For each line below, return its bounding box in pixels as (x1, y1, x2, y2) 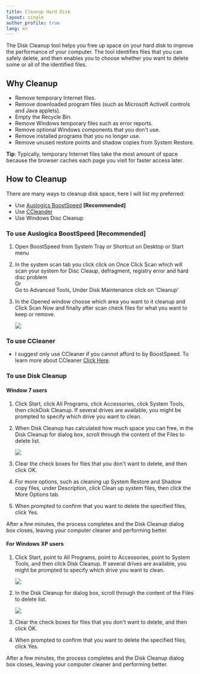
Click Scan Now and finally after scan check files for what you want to (14, 304, 187, 312)
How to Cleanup (6, 174, 67, 185)
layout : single (6, 14, 44, 20)
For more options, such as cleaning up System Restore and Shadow (14, 477, 182, 485)
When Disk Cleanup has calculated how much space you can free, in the (14, 424, 194, 431)
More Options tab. (14, 491, 60, 498)
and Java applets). (14, 107, 61, 114)
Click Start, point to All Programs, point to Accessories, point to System (14, 554, 190, 561)
